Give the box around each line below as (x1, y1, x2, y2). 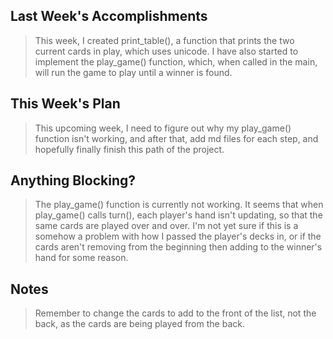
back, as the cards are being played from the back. (34, 318, 245, 330)
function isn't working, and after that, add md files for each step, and (34, 132, 319, 144)
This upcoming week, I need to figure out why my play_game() (34, 122, 292, 134)
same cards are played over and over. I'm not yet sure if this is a (34, 220, 299, 232)
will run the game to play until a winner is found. (34, 66, 233, 78)
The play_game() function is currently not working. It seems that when (34, 199, 324, 211)
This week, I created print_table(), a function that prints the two (34, 34, 295, 46)
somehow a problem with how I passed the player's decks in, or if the (34, 230, 322, 243)
